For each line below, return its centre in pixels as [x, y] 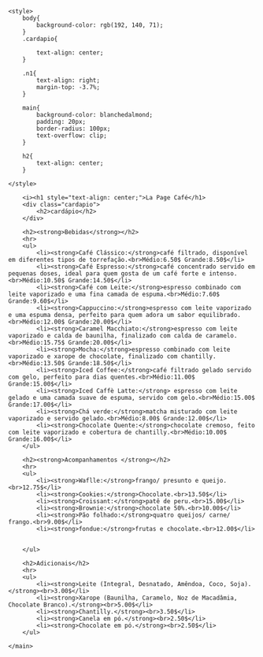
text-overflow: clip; [72, 136]
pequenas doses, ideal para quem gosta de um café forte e [107, 274]
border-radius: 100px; [74, 129]
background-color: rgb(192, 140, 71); [100, 25]
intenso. [223, 274]
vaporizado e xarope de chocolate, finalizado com [93, 356]
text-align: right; [69, 80]
